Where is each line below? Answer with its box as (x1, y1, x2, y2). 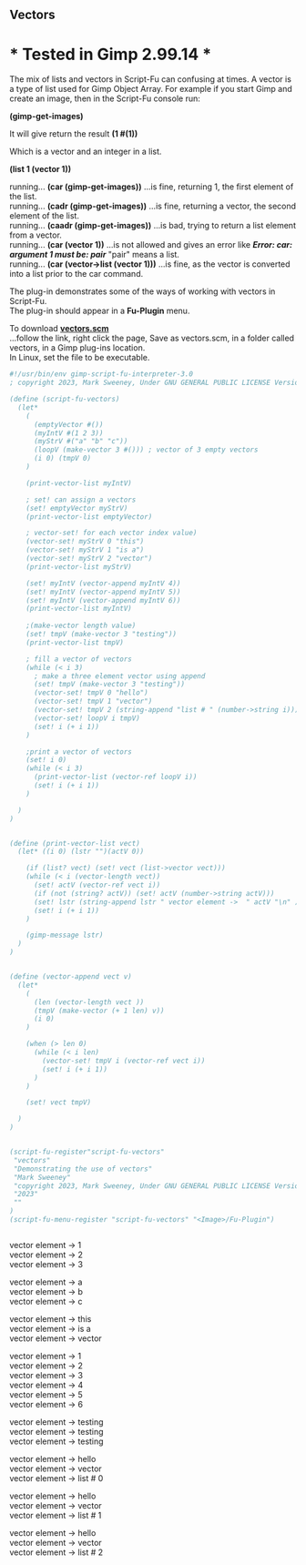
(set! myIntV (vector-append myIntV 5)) (25, 587, 181, 596)
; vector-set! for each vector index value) (25, 528, 198, 538)
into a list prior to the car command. (9, 269, 144, 279)
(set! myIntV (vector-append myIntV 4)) (25, 578, 181, 588)
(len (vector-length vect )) (33, 997, 145, 1007)
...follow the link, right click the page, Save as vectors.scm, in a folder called (9, 332, 294, 344)
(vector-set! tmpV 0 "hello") (33, 688, 148, 697)
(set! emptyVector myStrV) (25, 503, 128, 513)
